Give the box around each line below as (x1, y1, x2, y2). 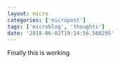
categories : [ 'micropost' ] (7, 17, 86, 24)
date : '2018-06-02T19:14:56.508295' (7, 29, 114, 37)
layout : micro (7, 10, 49, 17)
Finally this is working (7, 49, 70, 57)
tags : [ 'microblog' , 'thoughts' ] (7, 23, 105, 30)
